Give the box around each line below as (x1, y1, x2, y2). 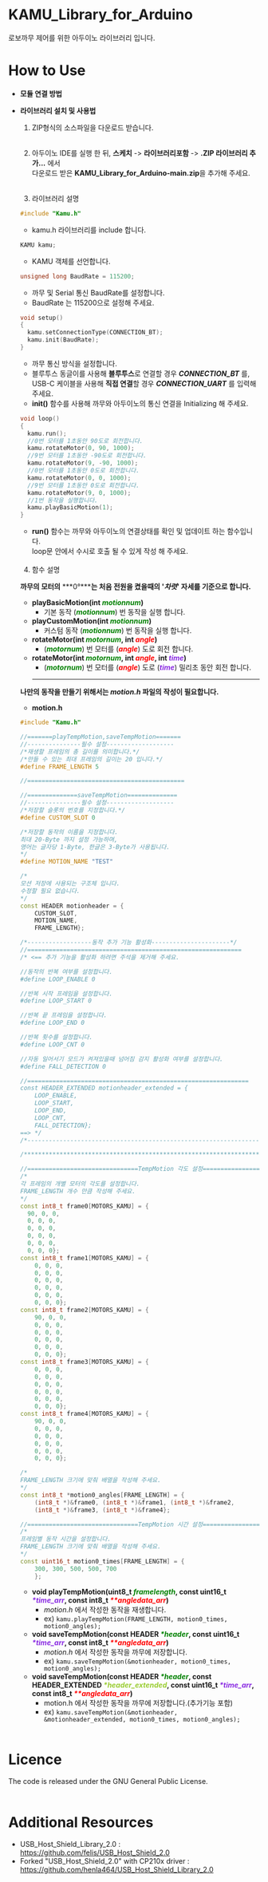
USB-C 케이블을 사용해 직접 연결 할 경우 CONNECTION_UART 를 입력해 (31, 378, 257, 388)
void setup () (19, 314, 64, 322)
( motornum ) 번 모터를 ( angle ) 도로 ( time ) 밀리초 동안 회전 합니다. (43, 662, 252, 672)
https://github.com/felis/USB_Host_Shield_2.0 (19, 1848, 170, 1857)
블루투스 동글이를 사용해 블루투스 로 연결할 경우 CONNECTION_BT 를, (31, 369, 250, 378)
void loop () (19, 414, 60, 422)
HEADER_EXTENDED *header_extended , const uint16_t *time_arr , (31, 1680, 254, 1690)
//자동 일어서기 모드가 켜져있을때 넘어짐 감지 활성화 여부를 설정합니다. (19, 1055, 223, 1063)
